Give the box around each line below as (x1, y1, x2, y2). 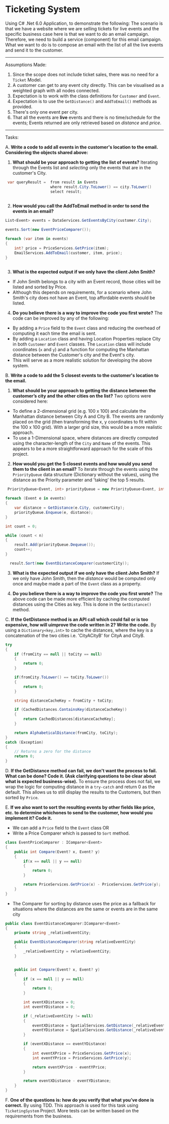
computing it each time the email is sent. (12, 330, 97, 336)
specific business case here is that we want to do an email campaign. (5, 31, 149, 37)
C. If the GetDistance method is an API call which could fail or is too (5, 616, 148, 622)
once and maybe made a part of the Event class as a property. (12, 580, 142, 587)
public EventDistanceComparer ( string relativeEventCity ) (14, 940, 136, 945)
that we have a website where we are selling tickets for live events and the (5, 25, 159, 31)
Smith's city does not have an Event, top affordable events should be (12, 295, 155, 301)
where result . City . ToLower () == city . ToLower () (50, 184, 152, 189)
